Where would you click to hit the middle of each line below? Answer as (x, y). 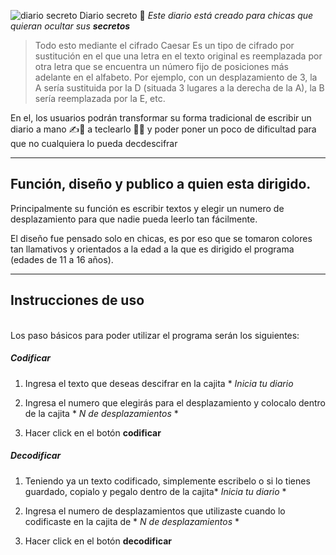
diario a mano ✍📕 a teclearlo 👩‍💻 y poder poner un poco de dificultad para (163, 129)
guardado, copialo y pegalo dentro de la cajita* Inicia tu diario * (155, 491)
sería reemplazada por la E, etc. (100, 98)
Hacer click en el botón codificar (93, 432)
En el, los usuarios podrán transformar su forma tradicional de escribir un (161, 118)
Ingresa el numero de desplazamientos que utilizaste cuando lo (155, 511)
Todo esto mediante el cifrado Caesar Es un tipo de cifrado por (164, 45)
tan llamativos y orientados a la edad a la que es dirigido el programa (152, 249)
